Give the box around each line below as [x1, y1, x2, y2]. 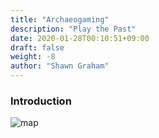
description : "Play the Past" [10, 24, 137, 34]
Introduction [10, 94, 72, 108]
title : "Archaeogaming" [10, 14, 110, 25]
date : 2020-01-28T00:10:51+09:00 [10, 33, 150, 43]
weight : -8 [10, 52, 56, 62]
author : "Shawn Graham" [10, 61, 110, 71]
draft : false [10, 42, 65, 53]
